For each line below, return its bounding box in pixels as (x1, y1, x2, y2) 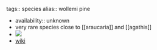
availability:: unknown (15, 17, 70, 24)
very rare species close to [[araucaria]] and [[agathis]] (15, 24, 152, 30)
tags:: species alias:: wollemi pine (6, 5, 90, 12)
